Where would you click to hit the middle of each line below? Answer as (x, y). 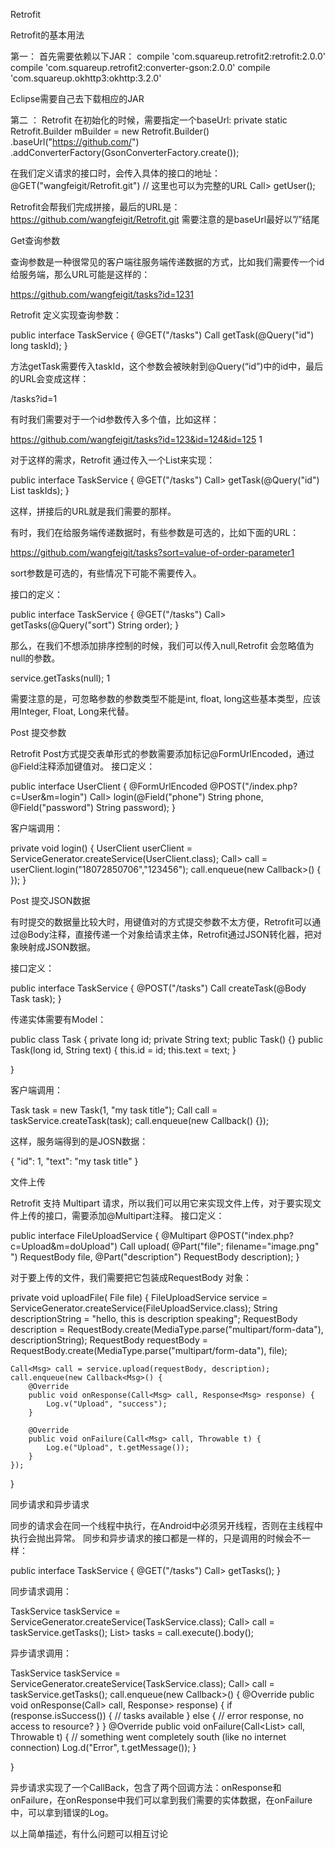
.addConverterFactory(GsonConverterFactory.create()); (125, 152)
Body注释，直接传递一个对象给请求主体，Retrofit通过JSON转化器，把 (170, 934)
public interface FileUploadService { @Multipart (108, 1235)
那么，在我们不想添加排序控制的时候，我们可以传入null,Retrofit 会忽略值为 (162, 645)
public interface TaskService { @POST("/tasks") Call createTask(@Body (158, 988)
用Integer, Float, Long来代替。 (72, 711)
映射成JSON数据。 (57, 947)
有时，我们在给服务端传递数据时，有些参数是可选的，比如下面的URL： (155, 532)
